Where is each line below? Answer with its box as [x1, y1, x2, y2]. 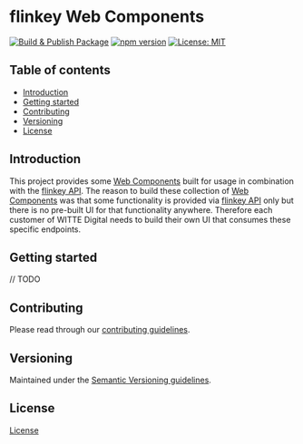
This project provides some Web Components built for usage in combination [9, 175, 295, 187]
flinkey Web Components [9, 6, 205, 27]
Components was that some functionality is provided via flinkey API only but [9, 195, 295, 206]
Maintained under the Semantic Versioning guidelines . [9, 374, 211, 385]
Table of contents [9, 63, 111, 78]
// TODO [9, 274, 41, 285]
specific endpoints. [9, 224, 82, 235]
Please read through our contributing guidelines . [9, 324, 191, 335]
